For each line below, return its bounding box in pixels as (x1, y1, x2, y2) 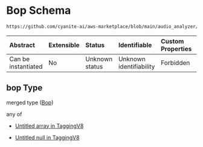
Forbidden (161, 58, 190, 67)
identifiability (118, 62, 155, 70)
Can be (9, 55, 30, 63)
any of (6, 110, 22, 117)
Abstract (9, 40, 35, 49)
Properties (161, 45, 192, 53)
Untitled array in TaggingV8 (14, 122, 84, 130)
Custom (161, 37, 184, 45)
